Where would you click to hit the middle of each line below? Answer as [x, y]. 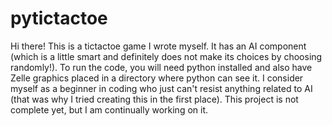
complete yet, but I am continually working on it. [109, 109]
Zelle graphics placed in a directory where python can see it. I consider [157, 78]
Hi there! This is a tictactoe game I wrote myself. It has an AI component [158, 46]
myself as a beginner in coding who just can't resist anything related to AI [161, 88]
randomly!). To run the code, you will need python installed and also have [161, 67]
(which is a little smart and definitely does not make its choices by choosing [166, 56]
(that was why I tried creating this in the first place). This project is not [154, 99]
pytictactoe [59, 18]
